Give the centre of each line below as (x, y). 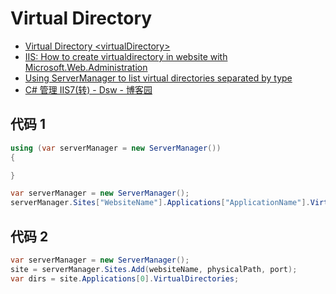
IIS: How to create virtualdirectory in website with (126, 56)
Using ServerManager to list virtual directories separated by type (158, 78)
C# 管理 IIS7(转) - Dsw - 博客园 (88, 89)
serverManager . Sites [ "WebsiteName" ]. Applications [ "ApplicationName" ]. (160, 203)
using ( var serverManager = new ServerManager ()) (116, 148)
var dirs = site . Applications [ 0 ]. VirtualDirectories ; (125, 278)
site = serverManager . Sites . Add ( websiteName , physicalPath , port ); (154, 269)
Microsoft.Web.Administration (86, 67)
